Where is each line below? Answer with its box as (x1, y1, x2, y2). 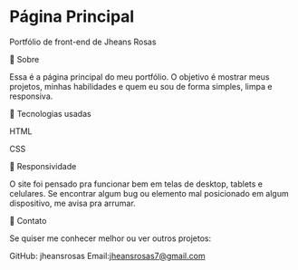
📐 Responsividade (9, 160, 77, 171)
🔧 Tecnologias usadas (9, 108, 92, 119)
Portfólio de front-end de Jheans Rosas (9, 36, 157, 47)
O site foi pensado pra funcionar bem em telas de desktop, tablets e (9, 178, 264, 189)
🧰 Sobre (9, 53, 40, 64)
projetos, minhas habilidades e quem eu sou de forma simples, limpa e (9, 81, 273, 92)
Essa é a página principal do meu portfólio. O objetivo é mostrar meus (9, 71, 270, 82)
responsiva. (9, 91, 53, 101)
